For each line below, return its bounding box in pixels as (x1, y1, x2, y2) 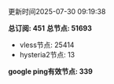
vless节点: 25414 (19, 40, 75, 49)
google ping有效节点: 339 (8, 67, 93, 76)
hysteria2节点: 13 (19, 50, 75, 59)
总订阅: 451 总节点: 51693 (8, 24, 93, 33)
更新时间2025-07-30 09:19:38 (8, 7, 106, 16)
